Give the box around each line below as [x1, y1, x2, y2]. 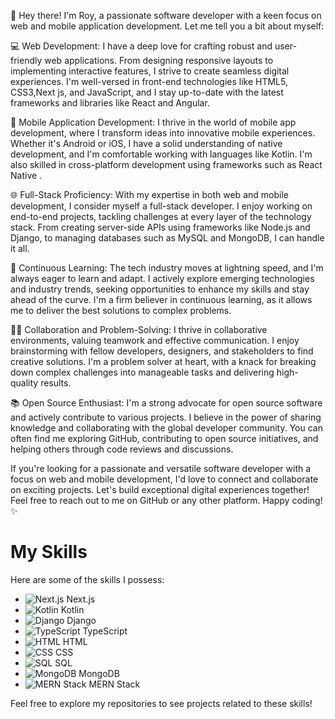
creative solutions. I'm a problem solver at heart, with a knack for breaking [10, 356, 317, 367]
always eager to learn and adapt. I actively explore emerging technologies [10, 273, 315, 284]
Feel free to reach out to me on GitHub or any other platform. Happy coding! [10, 495, 323, 506]
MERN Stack [88, 678, 141, 690]
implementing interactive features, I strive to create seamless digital [10, 65, 290, 77]
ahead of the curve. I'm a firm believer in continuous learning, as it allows [10, 294, 313, 305]
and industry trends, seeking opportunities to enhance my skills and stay [10, 283, 310, 295]
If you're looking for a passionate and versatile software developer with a [10, 463, 312, 474]
